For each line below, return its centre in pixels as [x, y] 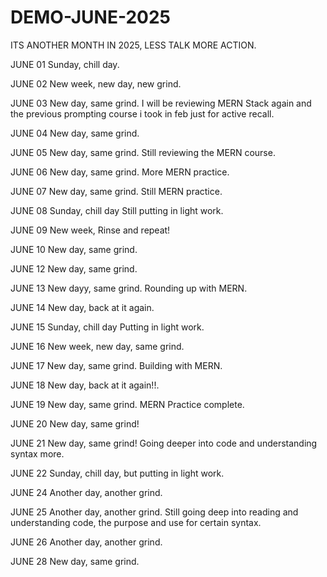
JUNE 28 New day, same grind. [75, 561]
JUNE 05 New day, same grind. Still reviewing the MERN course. [143, 152]
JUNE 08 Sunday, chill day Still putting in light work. [117, 210]
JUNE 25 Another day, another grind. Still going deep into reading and [154, 512]
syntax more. [37, 453]
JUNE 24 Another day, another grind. [86, 492]
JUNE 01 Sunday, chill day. [65, 64]
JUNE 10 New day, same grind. [74, 249]
